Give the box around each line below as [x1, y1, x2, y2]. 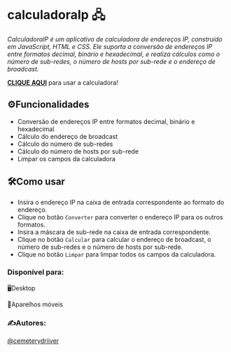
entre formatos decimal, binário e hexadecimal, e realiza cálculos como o [7, 50, 220, 58]
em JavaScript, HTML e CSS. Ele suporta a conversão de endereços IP [7, 42, 213, 50]
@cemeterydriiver [7, 337, 59, 345]
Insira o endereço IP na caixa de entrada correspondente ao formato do [17, 198, 225, 206]
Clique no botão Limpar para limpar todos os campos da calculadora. [17, 250, 216, 258]
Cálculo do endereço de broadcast [17, 132, 118, 140]
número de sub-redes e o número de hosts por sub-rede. [17, 243, 183, 251]
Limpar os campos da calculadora [17, 154, 115, 163]
